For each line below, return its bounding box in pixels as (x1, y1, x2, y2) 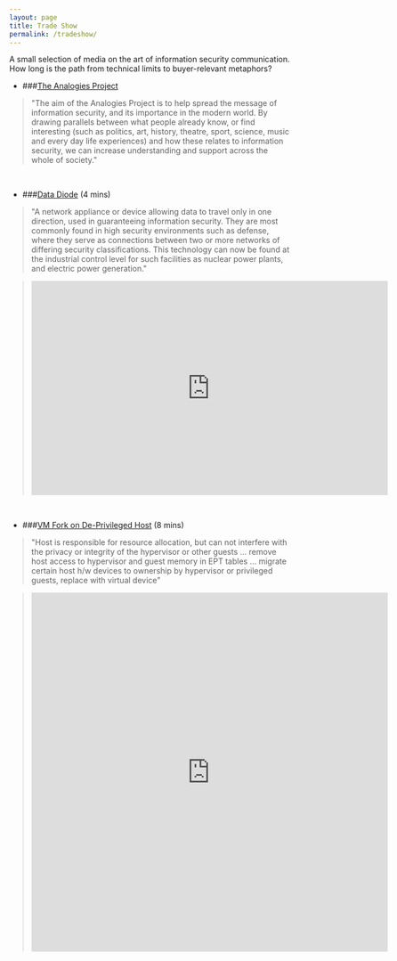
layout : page (9, 12, 58, 22)
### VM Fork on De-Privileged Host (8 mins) (21, 520, 184, 531)
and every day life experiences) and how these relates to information (30, 135, 284, 147)
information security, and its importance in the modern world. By (30, 108, 269, 118)
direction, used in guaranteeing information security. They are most (30, 216, 279, 227)
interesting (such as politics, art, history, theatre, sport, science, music (30, 126, 290, 137)
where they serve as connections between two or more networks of (30, 235, 280, 246)
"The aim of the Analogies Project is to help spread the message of (30, 98, 278, 109)
